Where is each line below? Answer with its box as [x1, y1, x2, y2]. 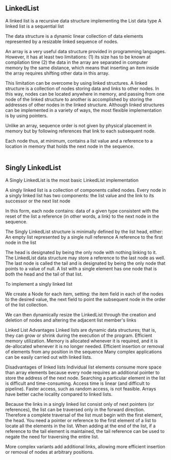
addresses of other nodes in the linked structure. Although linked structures [5, 102, 165, 108]
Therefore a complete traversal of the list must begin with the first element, [5, 411, 163, 418]
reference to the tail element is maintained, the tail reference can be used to [5, 428, 165, 434]
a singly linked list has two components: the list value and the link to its [5, 192, 154, 198]
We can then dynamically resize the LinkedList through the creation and [5, 311, 156, 317]
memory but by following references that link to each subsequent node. [5, 128, 156, 134]
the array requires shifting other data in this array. [5, 70, 110, 76]
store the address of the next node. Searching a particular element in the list [5, 375, 166, 381]
